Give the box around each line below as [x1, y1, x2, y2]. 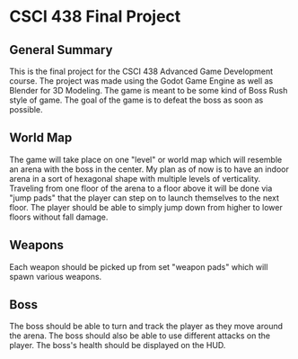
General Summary [9, 42, 113, 58]
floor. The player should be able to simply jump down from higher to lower [9, 202, 283, 212]
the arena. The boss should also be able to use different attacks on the [9, 330, 271, 341]
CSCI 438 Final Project [9, 6, 181, 27]
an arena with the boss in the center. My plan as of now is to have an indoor [9, 164, 289, 175]
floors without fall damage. [9, 211, 109, 222]
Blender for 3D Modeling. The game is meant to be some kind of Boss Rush [9, 85, 288, 95]
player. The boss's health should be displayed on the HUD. [9, 340, 226, 351]
